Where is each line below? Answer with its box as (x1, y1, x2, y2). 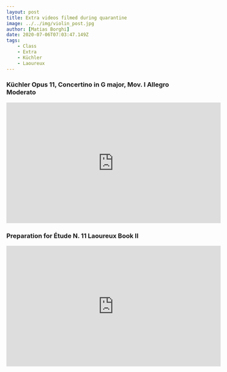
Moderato (6, 88, 37, 97)
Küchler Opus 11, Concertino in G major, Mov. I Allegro (6, 80, 169, 89)
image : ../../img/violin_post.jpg (6, 20, 95, 26)
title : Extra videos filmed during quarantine (6, 15, 127, 21)
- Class (17, 44, 37, 50)
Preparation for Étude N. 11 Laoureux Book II (6, 231, 139, 240)
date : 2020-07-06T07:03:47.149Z (6, 32, 89, 38)
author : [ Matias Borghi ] (6, 26, 70, 32)
